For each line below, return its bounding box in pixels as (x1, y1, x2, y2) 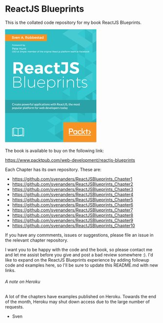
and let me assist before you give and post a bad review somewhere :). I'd (5, 252, 153, 258)
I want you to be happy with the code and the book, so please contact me (5, 247, 153, 252)
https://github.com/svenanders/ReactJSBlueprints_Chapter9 (12, 217, 134, 223)
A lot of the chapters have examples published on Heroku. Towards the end (5, 294, 157, 300)
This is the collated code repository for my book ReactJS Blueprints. (5, 19, 142, 25)
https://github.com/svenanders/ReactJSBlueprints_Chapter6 (12, 202, 134, 208)
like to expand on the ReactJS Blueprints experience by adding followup (5, 257, 149, 263)
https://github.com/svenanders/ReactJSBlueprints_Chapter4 (12, 191, 134, 197)
